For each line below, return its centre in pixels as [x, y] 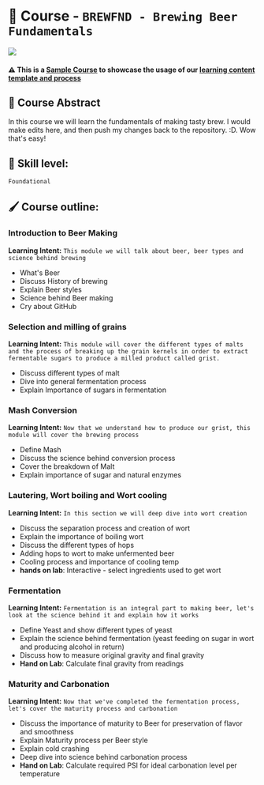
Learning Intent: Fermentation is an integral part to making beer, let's [131, 608]
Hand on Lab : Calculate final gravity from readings [101, 664]
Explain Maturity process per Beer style [84, 740]
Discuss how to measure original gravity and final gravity [112, 655]
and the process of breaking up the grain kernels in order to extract [128, 352]
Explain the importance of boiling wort [82, 536]
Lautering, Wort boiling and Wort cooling [88, 496]
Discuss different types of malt [69, 373]
